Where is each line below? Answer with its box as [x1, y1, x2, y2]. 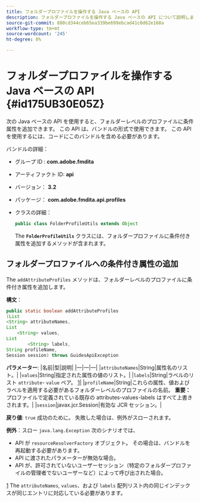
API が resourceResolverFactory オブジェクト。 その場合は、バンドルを [14, 439, 190, 446]
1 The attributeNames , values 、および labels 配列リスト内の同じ [6, 482, 165, 489]
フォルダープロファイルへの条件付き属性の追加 [6, 259, 179, 269]
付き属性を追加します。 [11, 283, 69, 290]
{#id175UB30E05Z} [6, 97, 105, 111]
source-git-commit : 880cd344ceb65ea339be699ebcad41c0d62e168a [6, 20, 164, 26]
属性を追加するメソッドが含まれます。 [14, 239, 109, 247]
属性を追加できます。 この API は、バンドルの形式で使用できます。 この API [6, 125, 192, 132]
